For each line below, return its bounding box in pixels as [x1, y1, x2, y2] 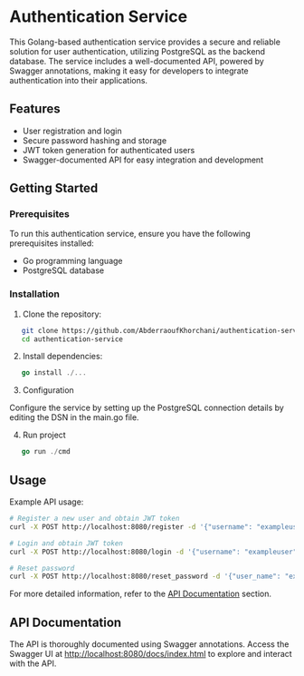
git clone [21, 326, 59, 335]
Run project [22, 429, 66, 441]
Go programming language [22, 256, 124, 267]
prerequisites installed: [9, 238, 95, 249]
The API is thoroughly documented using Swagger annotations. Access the [9, 639, 290, 650]
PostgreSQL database [22, 265, 105, 276]
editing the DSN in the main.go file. [9, 412, 139, 423]
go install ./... [21, 368, 88, 377]
